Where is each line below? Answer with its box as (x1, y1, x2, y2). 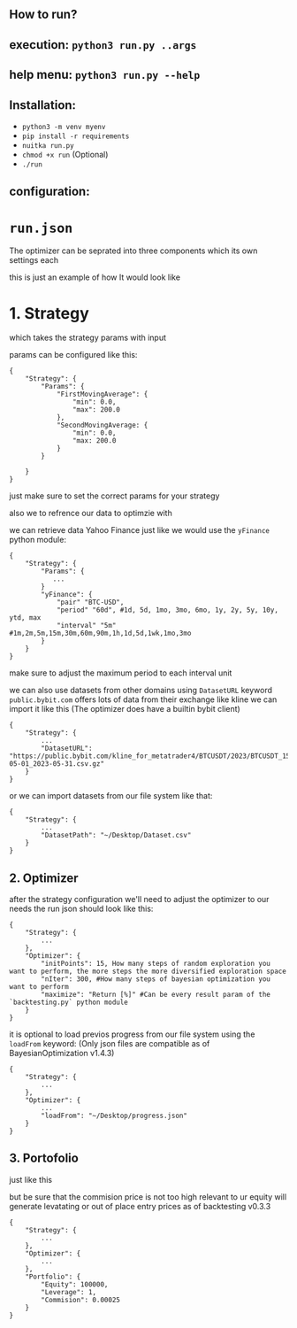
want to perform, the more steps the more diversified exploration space (9, 967, 287, 977)
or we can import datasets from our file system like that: (9, 791, 213, 801)
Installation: (9, 97, 77, 112)
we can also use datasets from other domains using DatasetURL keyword (9, 685, 272, 696)
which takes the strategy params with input (9, 332, 166, 344)
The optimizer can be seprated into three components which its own (9, 245, 258, 256)
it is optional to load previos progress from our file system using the (9, 1029, 255, 1039)
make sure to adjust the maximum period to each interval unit (9, 668, 232, 678)
